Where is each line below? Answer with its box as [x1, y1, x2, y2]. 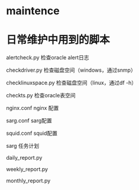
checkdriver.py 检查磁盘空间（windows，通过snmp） [6, 66, 136, 74]
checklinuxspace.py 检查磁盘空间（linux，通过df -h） [6, 79, 137, 87]
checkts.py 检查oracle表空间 [6, 92, 76, 99]
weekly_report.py [6, 166, 49, 173]
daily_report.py [6, 154, 43, 161]
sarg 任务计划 [6, 142, 40, 150]
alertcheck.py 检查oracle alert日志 [6, 54, 90, 61]
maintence [6, 4, 60, 18]
